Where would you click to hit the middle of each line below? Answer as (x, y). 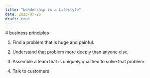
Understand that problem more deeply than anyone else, (70, 52)
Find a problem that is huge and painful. (53, 42)
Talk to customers (31, 71)
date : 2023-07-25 (23, 14)
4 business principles (27, 33)
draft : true (17, 19)
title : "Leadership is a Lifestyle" (43, 10)
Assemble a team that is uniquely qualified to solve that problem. (79, 62)
